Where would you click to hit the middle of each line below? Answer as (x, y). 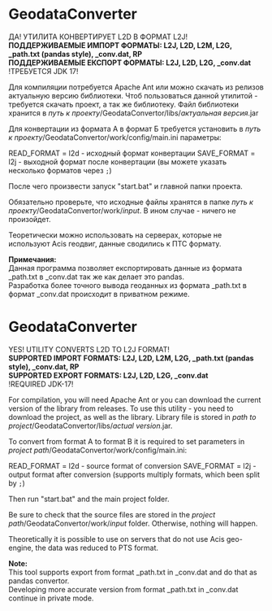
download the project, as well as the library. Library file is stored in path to (132, 417)
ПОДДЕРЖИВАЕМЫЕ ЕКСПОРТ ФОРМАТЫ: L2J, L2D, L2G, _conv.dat (130, 63)
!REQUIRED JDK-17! (41, 384)
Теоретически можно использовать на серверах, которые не (115, 235)
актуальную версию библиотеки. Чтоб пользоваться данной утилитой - (133, 95)
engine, (21, 548)
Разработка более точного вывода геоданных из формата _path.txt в (128, 285)
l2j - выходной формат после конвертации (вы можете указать (118, 161)
